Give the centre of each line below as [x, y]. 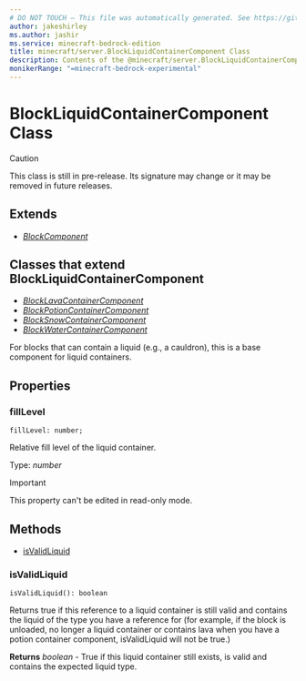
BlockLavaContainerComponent [83, 300]
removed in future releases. [61, 185]
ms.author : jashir [44, 35]
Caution [24, 158]
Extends [33, 214]
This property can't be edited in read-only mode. [101, 501]
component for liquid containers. [71, 357]
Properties [40, 386]
